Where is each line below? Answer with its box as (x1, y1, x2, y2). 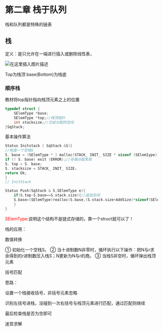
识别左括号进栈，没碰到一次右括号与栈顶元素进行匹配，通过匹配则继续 (5, 300, 146, 306)
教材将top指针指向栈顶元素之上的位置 (5, 97, 80, 102)
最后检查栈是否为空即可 (5, 310, 52, 316)
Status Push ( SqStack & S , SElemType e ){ (5, 188, 86, 193)
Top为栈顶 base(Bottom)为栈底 (5, 71, 67, 77)
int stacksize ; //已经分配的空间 (14, 120, 74, 125)
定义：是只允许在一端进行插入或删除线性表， (5, 50, 95, 56)
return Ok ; (5, 170, 27, 175)
